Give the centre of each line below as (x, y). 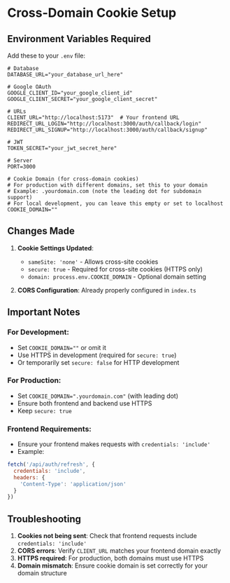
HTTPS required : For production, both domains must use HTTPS (110, 558)
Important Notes (44, 313)
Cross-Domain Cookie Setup (92, 13)
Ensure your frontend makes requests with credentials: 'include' (114, 444)
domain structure (42, 573)
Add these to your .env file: (46, 55)
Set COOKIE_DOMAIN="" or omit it (62, 347)
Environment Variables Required (79, 39)
